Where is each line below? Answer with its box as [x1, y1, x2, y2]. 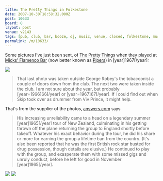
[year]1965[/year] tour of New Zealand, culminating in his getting [16, 120, 147, 126]
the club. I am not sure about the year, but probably [16, 86, 120, 92]
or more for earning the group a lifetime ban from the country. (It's [16, 135, 149, 141]
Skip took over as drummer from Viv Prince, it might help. [16, 96, 132, 102]
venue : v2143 [5, 30, 32, 34]
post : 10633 [5, 16, 29, 21]
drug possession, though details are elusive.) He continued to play [16, 146, 149, 152]
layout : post [5, 25, 32, 30]
